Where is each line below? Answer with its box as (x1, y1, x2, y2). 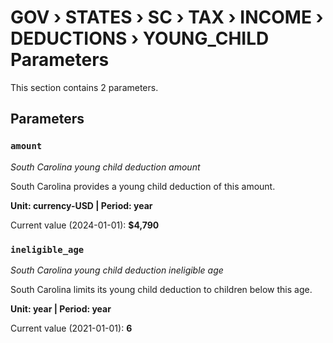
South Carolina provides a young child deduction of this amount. (10, 180, 276, 192)
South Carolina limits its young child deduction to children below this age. (10, 283, 313, 295)
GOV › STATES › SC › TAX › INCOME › (10, 6, 324, 29)
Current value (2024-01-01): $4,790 (10, 219, 160, 231)
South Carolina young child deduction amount (10, 161, 201, 173)
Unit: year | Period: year (10, 302, 112, 315)
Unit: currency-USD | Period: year (10, 199, 153, 211)
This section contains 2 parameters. (10, 81, 159, 93)
